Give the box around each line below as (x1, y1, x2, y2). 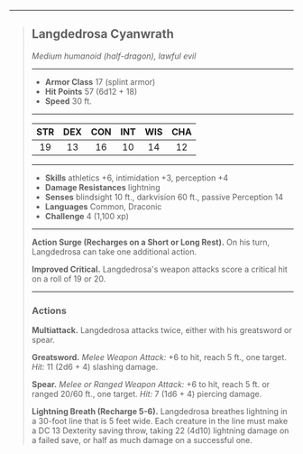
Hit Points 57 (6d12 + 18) (44, 86, 138, 97)
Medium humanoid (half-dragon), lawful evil (31, 51, 197, 61)
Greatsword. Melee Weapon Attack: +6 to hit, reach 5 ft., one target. (31, 352, 287, 363)
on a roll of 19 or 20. (31, 273, 106, 284)
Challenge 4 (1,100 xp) (44, 210, 129, 221)
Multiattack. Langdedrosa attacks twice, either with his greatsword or (31, 325, 293, 336)
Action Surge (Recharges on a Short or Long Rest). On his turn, (31, 236, 271, 247)
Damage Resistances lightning (44, 181, 161, 192)
